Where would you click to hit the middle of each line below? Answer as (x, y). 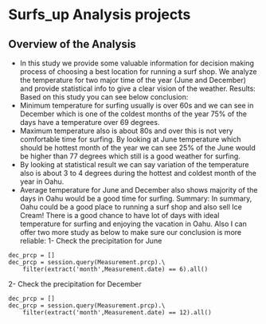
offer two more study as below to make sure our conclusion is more (130, 232)
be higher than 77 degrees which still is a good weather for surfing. (130, 156)
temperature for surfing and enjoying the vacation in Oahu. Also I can (133, 224)
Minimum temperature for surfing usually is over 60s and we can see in (137, 105)
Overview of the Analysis (72, 44)
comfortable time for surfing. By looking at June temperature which (130, 139)
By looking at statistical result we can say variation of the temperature (134, 164)
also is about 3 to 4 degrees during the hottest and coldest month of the (138, 173)
